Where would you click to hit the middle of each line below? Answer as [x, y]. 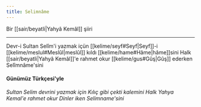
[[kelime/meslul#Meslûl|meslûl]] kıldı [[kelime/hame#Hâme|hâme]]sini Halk [99, 52]
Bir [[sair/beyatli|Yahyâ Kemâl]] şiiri [49, 29]
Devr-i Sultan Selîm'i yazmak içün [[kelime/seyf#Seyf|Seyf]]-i [82, 46]
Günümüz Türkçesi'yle [35, 79]
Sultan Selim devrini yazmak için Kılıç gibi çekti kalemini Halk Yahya [90, 92]
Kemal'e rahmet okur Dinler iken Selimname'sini [65, 98]
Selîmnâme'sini [25, 65]
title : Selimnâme [28, 12]
